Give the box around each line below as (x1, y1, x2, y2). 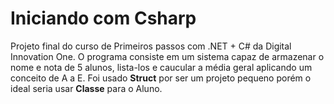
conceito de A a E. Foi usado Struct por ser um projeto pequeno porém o (10, 72, 312, 84)
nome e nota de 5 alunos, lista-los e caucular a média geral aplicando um (10, 61, 313, 73)
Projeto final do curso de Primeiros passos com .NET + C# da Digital (10, 40, 292, 52)
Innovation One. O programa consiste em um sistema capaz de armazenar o (10, 50, 325, 62)
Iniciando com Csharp (10, 7, 197, 30)
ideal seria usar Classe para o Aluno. (10, 82, 163, 94)
